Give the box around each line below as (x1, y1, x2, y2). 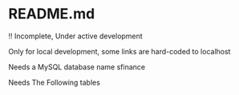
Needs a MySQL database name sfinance (8, 61, 146, 72)
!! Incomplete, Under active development (8, 31, 143, 41)
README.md (8, 5, 95, 23)
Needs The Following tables (8, 77, 100, 87)
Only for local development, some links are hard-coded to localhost (8, 46, 231, 56)
